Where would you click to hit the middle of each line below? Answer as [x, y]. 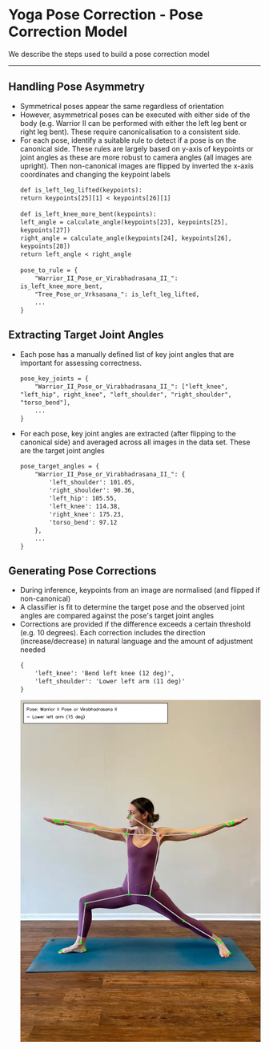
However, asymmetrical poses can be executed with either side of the [135, 115]
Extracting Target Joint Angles [86, 335]
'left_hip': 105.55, [83, 498]
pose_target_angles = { [60, 466]
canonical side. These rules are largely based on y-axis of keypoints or [137, 148]
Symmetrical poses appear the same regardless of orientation [122, 106]
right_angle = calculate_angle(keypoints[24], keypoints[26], [126, 238]
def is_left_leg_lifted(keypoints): [81, 190]
